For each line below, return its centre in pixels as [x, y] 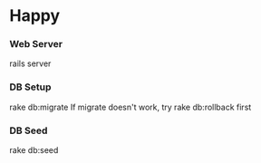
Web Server [36, 44]
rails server [30, 63]
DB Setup [30, 87]
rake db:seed [34, 150]
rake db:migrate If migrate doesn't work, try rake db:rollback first [130, 107]
